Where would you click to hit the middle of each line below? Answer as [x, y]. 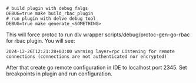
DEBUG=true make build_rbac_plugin [50, 13]
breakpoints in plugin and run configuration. [59, 74]
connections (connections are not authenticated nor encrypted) [87, 57]
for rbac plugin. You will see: [41, 41]
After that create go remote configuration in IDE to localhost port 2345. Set [97, 68]
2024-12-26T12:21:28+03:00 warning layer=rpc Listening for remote [91, 51]
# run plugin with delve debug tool [51, 19]
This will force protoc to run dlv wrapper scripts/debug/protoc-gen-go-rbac [98, 34]
